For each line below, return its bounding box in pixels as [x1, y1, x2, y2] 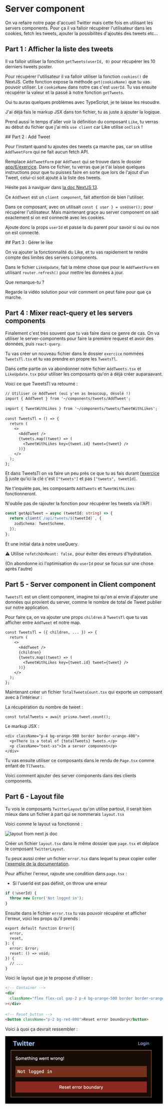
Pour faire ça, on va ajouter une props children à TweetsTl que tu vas [5, 614, 148, 620]
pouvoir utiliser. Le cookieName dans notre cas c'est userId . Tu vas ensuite [5, 84, 157, 90]
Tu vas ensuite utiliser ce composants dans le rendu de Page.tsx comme [5, 757, 154, 763]
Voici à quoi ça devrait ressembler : [5, 1026, 78, 1032]
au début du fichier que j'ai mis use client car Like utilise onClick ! [5, 124, 143, 130]
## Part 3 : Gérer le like [5, 239, 53, 245]
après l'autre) [5, 566, 33, 572]
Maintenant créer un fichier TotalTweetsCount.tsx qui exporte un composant [5, 689, 162, 695]
